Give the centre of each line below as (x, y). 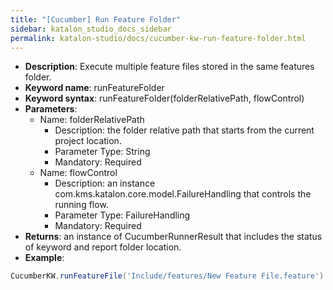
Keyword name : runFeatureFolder (94, 88)
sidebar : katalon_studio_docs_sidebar (91, 29)
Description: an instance (105, 183)
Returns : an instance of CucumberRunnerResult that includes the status (173, 237)
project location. (88, 141)
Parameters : (51, 109)
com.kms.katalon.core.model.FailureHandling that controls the (183, 194)
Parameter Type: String (102, 152)
